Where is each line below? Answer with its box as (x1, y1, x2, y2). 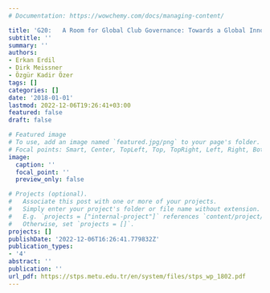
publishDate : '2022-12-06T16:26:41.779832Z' (8, 235, 160, 243)
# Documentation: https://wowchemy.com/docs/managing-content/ (8, 11, 225, 20)
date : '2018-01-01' (8, 93, 74, 101)
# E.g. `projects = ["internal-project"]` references (8, 213, 199, 221)
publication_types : (8, 242, 74, 250)
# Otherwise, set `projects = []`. (8, 220, 135, 228)
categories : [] (8, 86, 59, 94)
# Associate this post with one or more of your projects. (8, 198, 218, 206)
